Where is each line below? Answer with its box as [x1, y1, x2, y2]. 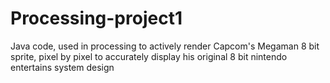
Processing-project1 [10, 7, 183, 30]
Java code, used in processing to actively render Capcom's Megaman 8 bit [10, 40, 320, 52]
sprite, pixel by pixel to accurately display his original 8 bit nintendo [10, 50, 288, 62]
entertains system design [10, 61, 115, 73]
